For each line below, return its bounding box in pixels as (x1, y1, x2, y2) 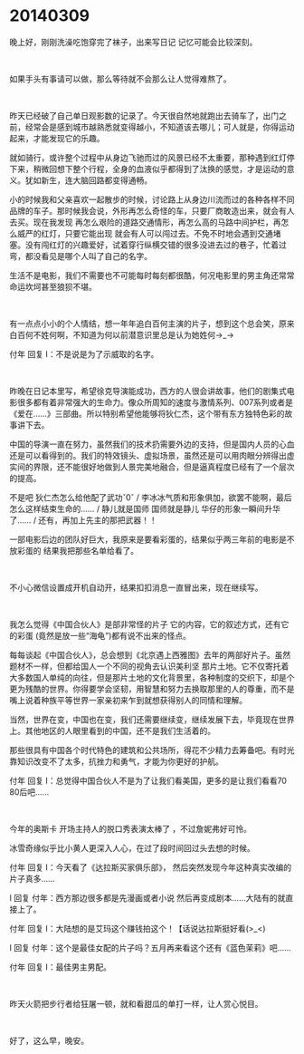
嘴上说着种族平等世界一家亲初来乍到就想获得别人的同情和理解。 (9, 694, 247, 705)
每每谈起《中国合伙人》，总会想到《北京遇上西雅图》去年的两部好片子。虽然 (9, 649, 291, 660)
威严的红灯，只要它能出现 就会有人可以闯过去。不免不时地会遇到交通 (16, 227, 273, 238)
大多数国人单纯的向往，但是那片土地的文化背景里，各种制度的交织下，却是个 (9, 672, 295, 682)
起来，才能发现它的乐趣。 (9, 132, 105, 143)
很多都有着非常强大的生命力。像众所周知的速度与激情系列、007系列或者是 (16, 396, 294, 408)
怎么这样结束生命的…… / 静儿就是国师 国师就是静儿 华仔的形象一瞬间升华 (9, 503, 280, 514)
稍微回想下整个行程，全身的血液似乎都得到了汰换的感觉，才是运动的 (33, 163, 287, 174)
